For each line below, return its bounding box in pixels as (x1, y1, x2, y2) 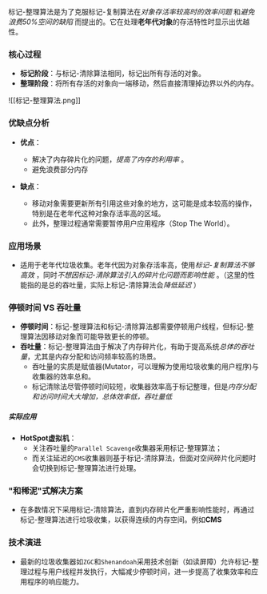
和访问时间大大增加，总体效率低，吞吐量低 (31, 391, 173, 402)
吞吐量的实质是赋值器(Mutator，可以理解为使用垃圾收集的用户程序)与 (31, 362, 260, 371)
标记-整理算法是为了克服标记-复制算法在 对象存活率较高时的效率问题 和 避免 (8, 7, 255, 16)
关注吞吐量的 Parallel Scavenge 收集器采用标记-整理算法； (31, 443, 222, 453)
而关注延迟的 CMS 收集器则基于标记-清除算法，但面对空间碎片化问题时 (31, 453, 257, 463)
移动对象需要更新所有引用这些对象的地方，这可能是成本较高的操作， (31, 199, 257, 208)
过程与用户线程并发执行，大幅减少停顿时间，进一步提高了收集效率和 (26, 567, 252, 576)
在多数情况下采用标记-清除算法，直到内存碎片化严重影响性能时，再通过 (19, 505, 255, 515)
